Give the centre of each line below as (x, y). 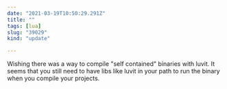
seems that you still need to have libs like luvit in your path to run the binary (114, 71)
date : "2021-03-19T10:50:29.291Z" (57, 13)
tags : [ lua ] (24, 26)
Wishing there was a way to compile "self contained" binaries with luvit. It (111, 64)
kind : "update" (29, 39)
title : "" (21, 20)
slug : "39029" (27, 32)
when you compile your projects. (53, 78)
